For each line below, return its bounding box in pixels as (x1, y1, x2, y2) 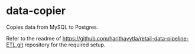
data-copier (6, 4, 66, 18)
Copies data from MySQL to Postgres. (6, 23, 99, 31)
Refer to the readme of (6, 35, 61, 42)
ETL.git (6, 41, 24, 48)
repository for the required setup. (24, 41, 106, 48)
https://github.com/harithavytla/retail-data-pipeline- (62, 35, 189, 42)
